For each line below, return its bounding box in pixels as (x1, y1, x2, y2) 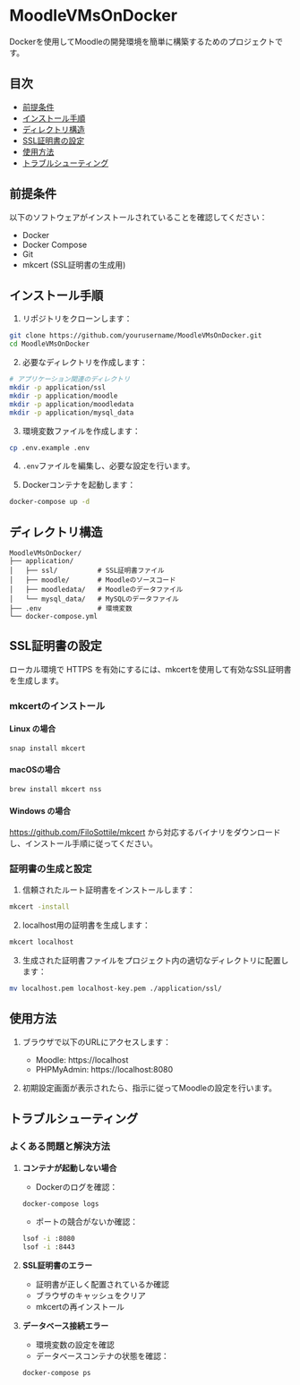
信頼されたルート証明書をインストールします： (21, 885, 195, 895)
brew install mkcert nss (9, 785, 102, 794)
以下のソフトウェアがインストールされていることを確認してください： (9, 211, 268, 222)
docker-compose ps (21, 1369, 91, 1378)
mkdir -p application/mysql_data (9, 408, 134, 417)
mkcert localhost (9, 937, 74, 947)
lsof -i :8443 (21, 1243, 75, 1252)
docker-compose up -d (9, 498, 90, 507)
